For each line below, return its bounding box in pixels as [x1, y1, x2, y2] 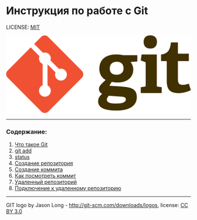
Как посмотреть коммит [14, 172, 76, 179]
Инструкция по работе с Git [6, 4, 148, 18]
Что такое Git [14, 141, 48, 148]
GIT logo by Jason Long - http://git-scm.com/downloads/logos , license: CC [6, 201, 189, 208]
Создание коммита [14, 166, 63, 173]
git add [14, 147, 32, 154]
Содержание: [6, 128, 47, 136]
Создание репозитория [14, 159, 73, 166]
